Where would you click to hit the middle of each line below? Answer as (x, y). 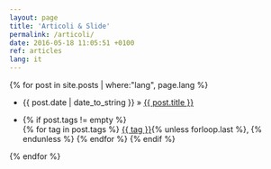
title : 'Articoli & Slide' (60, 26)
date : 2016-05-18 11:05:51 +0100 (72, 43)
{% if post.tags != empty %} (74, 120)
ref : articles (36, 51)
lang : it (26, 59)
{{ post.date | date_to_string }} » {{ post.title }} (108, 102)
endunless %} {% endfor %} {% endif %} (99, 139)
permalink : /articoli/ (52, 34)
